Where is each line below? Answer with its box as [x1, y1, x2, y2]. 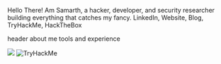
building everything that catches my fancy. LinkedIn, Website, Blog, [7, 13, 204, 22]
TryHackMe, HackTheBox [7, 21, 82, 29]
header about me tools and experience [7, 34, 120, 43]
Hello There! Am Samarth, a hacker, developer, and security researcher [7, 6, 215, 14]
